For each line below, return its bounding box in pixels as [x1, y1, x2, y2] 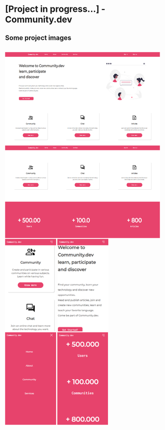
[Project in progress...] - [5, 3, 106, 15]
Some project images [5, 34, 72, 42]
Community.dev [5, 14, 73, 25]
